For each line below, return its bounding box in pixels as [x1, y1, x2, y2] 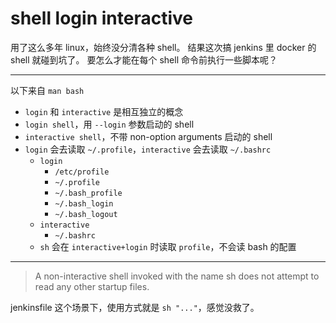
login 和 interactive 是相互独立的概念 [24, 105, 184, 117]
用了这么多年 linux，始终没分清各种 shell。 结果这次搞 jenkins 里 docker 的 [10, 41, 317, 53]
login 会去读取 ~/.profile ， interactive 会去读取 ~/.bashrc [24, 143, 272, 155]
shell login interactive [10, 7, 193, 30]
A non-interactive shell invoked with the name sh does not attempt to [34, 270, 320, 282]
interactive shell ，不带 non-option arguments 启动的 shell [24, 130, 273, 142]
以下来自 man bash [10, 84, 85, 96]
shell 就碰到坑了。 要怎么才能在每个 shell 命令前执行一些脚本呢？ [10, 53, 278, 66]
